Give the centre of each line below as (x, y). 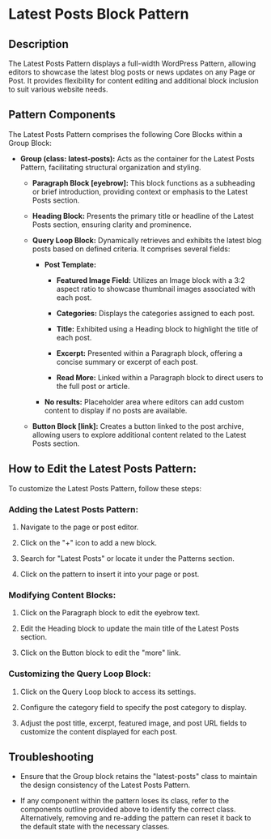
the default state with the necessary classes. (95, 827)
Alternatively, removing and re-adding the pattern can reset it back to (135, 818)
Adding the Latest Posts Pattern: (74, 509)
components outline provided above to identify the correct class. (128, 809)
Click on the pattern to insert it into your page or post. (110, 574)
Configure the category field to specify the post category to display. (133, 707)
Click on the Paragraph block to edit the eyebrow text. (110, 613)
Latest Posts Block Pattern (99, 14)
